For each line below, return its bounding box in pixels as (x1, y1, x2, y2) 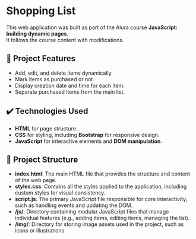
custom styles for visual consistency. (14, 189, 106, 196)
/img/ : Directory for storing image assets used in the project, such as (14, 221, 184, 228)
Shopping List (6, 4, 76, 18)
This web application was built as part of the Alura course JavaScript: (6, 24, 178, 31)
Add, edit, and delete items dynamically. (14, 69, 113, 77)
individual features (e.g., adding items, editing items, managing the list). (14, 215, 190, 222)
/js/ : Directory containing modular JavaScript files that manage (14, 208, 169, 215)
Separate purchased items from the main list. (14, 88, 125, 95)
